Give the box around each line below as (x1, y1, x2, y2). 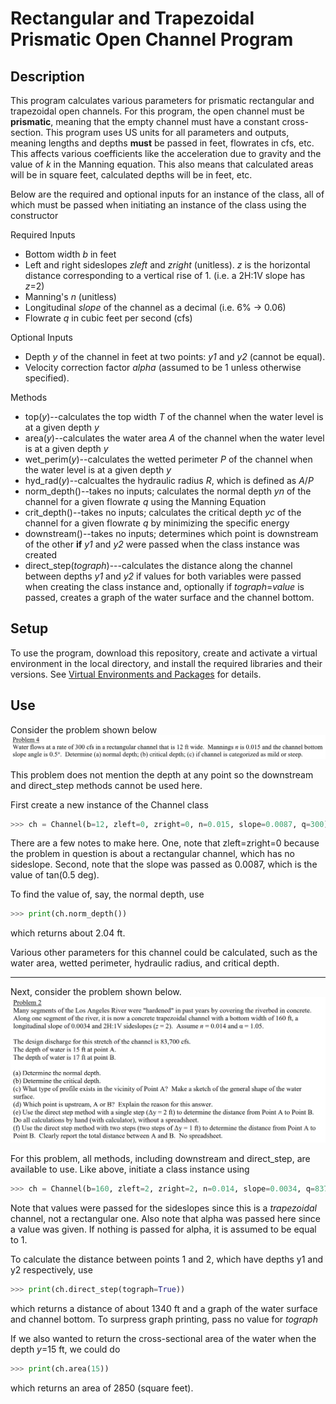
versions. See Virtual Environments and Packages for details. (10, 668, 262, 680)
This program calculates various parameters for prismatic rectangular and (10, 95, 315, 106)
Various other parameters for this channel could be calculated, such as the (10, 947, 318, 959)
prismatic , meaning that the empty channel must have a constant (10, 116, 280, 127)
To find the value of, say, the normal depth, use (10, 888, 205, 901)
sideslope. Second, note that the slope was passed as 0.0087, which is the (10, 858, 318, 871)
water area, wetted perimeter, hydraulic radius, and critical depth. (10, 957, 280, 969)
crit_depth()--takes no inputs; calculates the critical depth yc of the (24, 507, 302, 518)
